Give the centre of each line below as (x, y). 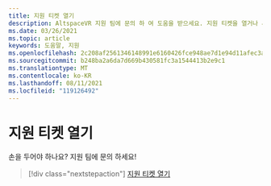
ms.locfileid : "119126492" (54, 91)
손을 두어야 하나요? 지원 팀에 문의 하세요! (73, 157)
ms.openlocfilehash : (43, 53)
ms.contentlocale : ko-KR (50, 76)
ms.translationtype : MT (48, 68)
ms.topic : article (39, 38)
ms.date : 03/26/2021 (43, 31)
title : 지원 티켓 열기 (42, 16)
